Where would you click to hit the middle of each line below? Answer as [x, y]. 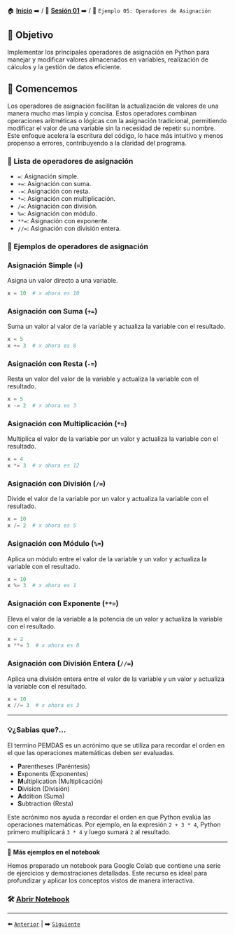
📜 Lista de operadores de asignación [70, 161]
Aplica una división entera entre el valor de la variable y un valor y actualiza [116, 679]
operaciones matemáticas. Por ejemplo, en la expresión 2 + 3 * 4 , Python [114, 824]
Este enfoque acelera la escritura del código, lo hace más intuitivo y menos [115, 135]
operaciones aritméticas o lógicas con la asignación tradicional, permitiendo [117, 120]
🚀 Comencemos [43, 89]
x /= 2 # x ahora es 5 [42, 526]
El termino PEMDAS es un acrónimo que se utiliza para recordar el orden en [116, 745]
